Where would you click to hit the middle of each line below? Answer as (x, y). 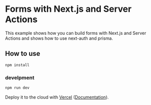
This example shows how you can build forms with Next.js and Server (76, 33)
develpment (20, 78)
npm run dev (17, 88)
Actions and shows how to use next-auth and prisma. (59, 38)
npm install (17, 65)
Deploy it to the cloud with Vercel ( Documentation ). (57, 97)
